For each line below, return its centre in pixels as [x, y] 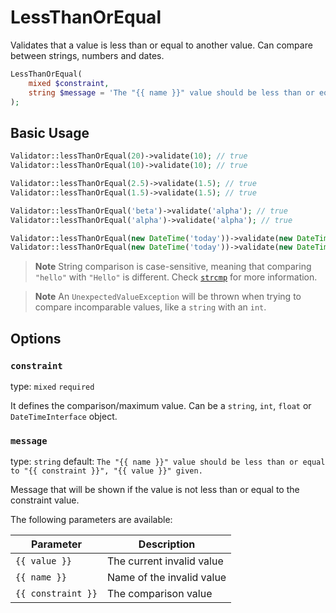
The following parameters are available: [91, 520]
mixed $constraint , [69, 83]
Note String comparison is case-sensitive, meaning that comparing [173, 267]
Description [167, 544]
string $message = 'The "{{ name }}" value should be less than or [171, 92]
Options [36, 338]
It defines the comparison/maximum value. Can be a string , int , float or [161, 405]
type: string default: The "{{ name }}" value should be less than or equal [168, 462]
